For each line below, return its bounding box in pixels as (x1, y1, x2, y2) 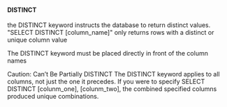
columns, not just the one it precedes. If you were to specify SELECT (7, 77, 205, 86)
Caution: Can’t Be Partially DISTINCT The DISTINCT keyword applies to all (7, 70, 220, 79)
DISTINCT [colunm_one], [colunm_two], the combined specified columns (7, 85, 217, 93)
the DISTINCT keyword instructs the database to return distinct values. (7, 21, 211, 29)
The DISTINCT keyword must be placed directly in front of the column (7, 49, 208, 58)
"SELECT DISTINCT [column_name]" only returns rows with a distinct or (7, 28, 214, 37)
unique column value (7, 35, 68, 44)
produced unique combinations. (7, 92, 99, 101)
